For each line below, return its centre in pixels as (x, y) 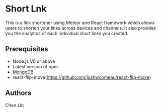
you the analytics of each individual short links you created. (67, 33)
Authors (18, 93)
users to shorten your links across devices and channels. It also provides (81, 28)
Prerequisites (27, 49)
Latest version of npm (35, 66)
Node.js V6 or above (34, 61)
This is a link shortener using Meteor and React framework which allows (80, 23)
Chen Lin (15, 105)
